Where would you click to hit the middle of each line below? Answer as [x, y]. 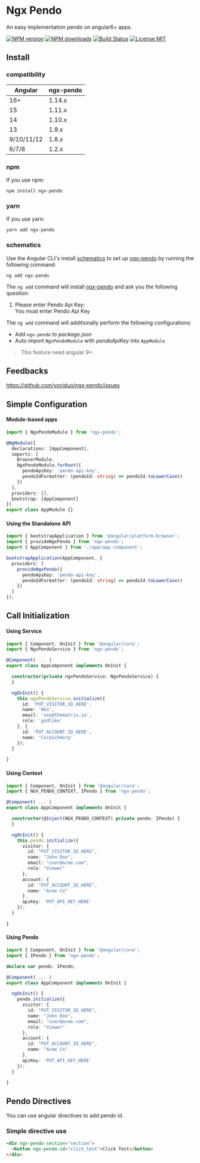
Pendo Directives [39, 1101]
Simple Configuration [47, 404]
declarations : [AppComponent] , [50, 448]
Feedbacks [27, 371]
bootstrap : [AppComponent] [45, 499]
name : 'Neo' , [38, 710]
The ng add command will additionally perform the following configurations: [99, 323]
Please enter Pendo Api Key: [50, 305]
